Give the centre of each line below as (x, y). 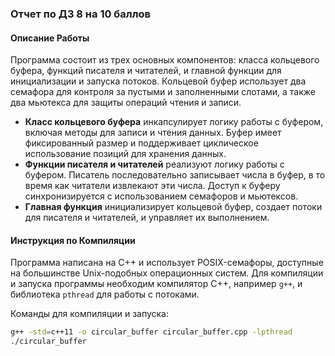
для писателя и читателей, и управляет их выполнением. (147, 218)
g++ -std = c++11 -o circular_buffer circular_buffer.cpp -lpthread (151, 332)
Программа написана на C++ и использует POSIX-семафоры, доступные (167, 263)
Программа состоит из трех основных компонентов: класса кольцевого (165, 60)
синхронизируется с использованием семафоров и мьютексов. (161, 196)
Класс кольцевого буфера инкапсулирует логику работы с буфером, (174, 122)
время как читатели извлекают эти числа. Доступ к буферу (152, 186)
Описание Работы (50, 38)
